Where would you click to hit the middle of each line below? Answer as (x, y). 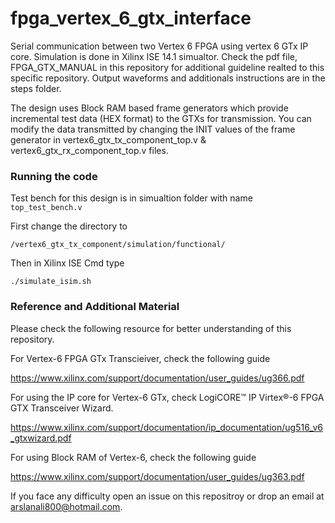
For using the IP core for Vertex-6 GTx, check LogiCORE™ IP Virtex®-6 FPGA (167, 397)
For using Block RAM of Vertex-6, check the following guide (133, 457)
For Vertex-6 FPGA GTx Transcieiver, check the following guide (140, 358)
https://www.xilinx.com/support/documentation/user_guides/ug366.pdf (157, 378)
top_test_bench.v (46, 208)
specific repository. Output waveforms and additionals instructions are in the (168, 78)
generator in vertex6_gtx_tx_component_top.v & (108, 139)
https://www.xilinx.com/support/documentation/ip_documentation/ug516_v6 (167, 427)
